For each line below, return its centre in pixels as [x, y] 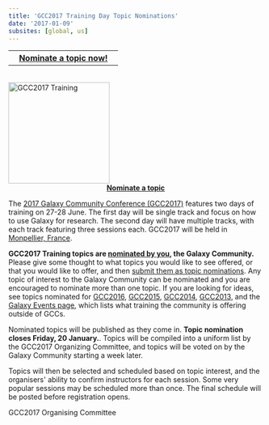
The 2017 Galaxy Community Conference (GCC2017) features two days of [131, 204]
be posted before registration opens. [69, 397]
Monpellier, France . [40, 238]
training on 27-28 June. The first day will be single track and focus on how [132, 212]
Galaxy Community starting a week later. [76, 355]
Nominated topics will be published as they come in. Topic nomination [126, 329]
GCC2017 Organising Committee [63, 413]
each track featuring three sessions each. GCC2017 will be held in [118, 229]
